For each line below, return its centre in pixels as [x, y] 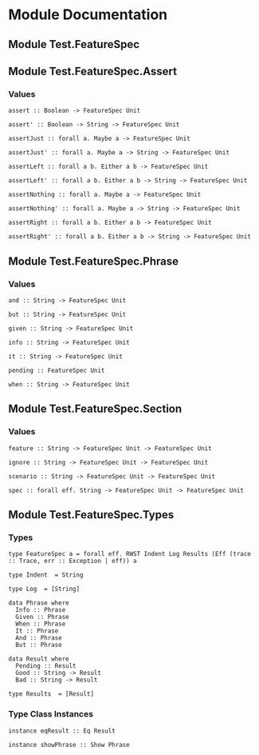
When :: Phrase [41, 624]
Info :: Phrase [41, 610]
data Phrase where [39, 603]
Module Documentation [88, 15]
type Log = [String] [44, 589]
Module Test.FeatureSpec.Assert [93, 71]
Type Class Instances [51, 714]
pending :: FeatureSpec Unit [57, 370]
